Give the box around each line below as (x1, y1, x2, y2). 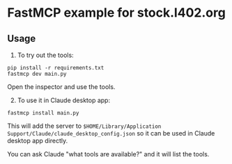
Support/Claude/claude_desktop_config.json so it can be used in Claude (7, 129, 215, 137)
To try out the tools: (17, 51, 75, 59)
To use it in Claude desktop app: (17, 96, 110, 104)
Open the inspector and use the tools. (7, 83, 116, 91)
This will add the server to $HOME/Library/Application (7, 122, 162, 130)
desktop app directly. (7, 137, 68, 145)
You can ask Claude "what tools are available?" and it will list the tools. (7, 150, 210, 158)
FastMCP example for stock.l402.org (7, 5, 226, 21)
